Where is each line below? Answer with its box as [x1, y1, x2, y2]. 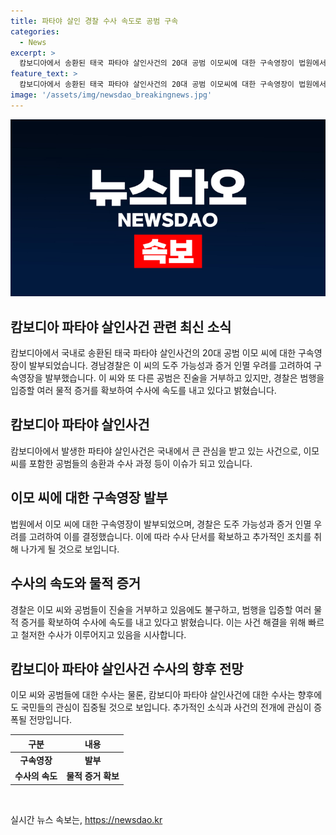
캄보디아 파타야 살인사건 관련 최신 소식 [10, 318, 232, 335]
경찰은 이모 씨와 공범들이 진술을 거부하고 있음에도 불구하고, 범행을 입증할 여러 [10, 603, 312, 615]
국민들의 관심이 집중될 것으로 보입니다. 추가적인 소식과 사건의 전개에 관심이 [20, 701, 312, 714]
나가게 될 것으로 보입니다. [20, 543, 120, 555]
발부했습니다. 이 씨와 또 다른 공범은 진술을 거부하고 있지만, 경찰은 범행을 [44, 372, 325, 384]
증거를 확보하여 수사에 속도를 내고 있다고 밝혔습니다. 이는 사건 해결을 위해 [20, 616, 307, 628]
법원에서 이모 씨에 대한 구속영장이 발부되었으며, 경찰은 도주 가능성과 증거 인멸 [10, 518, 312, 530]
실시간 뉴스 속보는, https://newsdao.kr [10, 813, 163, 825]
